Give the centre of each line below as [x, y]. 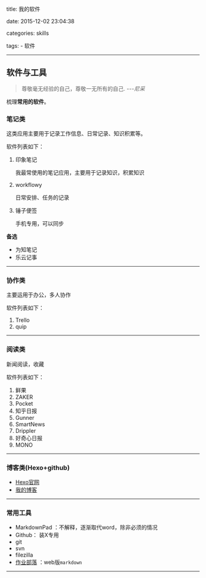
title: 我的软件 [24, 9]
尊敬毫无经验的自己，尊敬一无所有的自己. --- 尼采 [83, 88]
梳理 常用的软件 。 [28, 101]
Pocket [24, 403]
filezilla [24, 555]
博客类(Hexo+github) [38, 468]
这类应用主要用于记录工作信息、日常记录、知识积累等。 [76, 134]
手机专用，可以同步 [40, 224]
